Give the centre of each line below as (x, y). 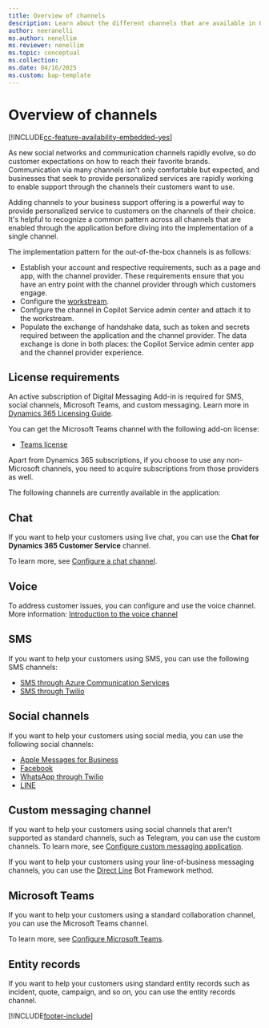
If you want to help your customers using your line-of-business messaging (131, 862)
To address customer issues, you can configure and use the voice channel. (132, 606)
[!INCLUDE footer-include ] (51, 1016)
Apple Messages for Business (69, 759)
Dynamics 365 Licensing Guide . (61, 414)
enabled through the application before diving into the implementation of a (131, 227)
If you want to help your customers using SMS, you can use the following (129, 658)
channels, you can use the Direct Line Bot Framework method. (111, 870)
